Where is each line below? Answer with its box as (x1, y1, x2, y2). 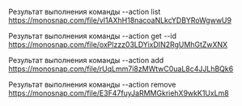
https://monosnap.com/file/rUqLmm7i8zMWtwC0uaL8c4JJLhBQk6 (8, 64, 234, 74)
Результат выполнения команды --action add (8, 56, 164, 65)
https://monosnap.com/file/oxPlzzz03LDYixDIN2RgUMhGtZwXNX (8, 40, 228, 49)
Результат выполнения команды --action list (8, 7, 161, 16)
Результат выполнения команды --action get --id (8, 32, 176, 40)
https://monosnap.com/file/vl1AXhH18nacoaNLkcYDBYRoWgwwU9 (8, 15, 232, 25)
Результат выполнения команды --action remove (8, 80, 176, 89)
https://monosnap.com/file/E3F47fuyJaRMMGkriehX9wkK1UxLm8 (8, 88, 229, 98)
